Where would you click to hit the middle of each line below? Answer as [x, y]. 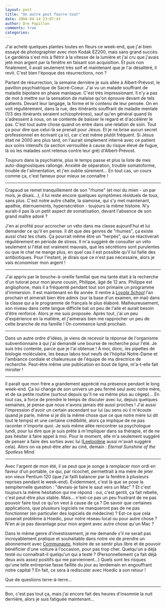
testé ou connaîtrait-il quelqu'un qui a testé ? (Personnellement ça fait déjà [81, 554]
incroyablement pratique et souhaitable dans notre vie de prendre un [75, 539]
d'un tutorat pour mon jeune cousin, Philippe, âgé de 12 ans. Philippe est [79, 282]
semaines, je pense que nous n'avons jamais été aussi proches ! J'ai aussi [81, 405]
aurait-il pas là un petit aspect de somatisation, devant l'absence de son [78, 211]
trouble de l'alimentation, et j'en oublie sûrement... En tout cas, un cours [78, 171]
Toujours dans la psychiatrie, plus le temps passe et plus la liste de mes [78, 160]
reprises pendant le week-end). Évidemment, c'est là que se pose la [74, 482]
